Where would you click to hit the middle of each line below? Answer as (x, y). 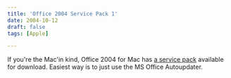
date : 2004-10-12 (33, 20)
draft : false (26, 27)
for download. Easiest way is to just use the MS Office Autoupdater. (105, 67)
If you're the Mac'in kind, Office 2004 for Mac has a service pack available (115, 60)
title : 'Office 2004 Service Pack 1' (63, 14)
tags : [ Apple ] (28, 33)
